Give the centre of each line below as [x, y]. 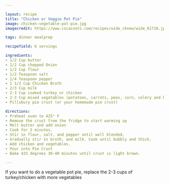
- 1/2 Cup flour [22, 69]
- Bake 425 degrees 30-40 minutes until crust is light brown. [73, 153]
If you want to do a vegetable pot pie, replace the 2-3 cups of [69, 172]
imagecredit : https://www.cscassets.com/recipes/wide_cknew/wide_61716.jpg [86, 28]
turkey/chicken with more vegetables [44, 177]
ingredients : [19, 56]
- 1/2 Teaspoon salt [27, 74]
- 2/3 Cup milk [21, 88]
